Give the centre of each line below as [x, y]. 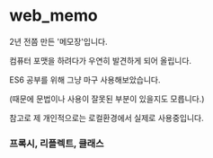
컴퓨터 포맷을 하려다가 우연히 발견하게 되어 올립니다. [100, 60]
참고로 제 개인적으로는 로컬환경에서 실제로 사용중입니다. [106, 118]
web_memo [53, 16]
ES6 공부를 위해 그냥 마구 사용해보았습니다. [85, 79]
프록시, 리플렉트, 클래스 [57, 143]
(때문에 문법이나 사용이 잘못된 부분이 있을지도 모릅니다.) [107, 99]
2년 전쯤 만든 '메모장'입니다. [58, 41]
